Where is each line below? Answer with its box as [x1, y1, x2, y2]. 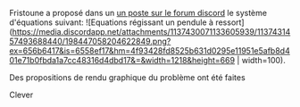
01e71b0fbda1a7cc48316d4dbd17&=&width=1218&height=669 [9, 55, 235, 65]
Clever [9, 89, 34, 100]
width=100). [241, 55, 286, 65]
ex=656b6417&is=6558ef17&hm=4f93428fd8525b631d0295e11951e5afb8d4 [9, 45, 290, 56]
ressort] [215, 17, 245, 28]
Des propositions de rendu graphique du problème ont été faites [9, 72, 246, 83]
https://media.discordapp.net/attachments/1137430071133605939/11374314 [12, 27, 291, 37]
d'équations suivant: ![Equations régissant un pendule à [9, 17, 214, 28]
